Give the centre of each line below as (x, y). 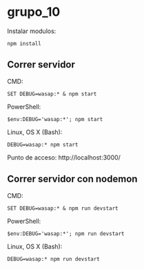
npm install (24, 43)
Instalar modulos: (32, 31)
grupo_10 (34, 12)
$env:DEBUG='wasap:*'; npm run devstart (66, 234)
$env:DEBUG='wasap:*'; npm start (55, 119)
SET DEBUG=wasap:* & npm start (52, 94)
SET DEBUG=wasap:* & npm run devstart (63, 208)
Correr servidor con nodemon (72, 179)
